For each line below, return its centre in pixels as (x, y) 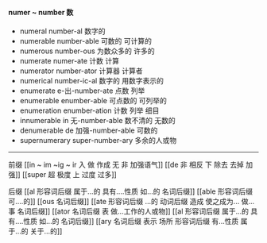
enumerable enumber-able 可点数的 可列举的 (93, 101)
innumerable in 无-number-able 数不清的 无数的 (98, 121)
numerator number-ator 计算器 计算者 (81, 71)
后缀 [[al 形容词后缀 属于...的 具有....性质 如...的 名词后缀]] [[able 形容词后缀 (130, 191)
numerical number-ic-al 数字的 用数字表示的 (92, 81)
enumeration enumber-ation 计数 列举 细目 (89, 110)
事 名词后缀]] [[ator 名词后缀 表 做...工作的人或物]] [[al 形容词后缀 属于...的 (128, 211)
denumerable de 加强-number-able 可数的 (89, 130)
